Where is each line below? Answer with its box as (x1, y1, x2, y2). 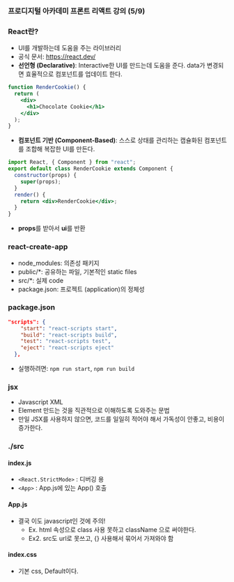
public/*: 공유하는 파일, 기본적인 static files (17, 267, 137, 276)
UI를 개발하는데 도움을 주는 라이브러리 (17, 44, 121, 52)
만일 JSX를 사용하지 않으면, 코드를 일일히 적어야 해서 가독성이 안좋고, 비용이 (17, 415, 225, 423)
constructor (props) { (14, 172, 77, 179)
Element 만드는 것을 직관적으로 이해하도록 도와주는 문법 (17, 406, 170, 415)
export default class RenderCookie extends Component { (8, 165, 173, 172)
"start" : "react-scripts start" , (20, 325, 118, 332)
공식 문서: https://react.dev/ (17, 52, 96, 61)
